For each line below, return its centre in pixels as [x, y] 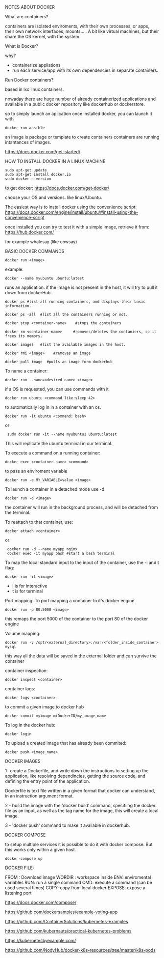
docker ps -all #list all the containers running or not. [67, 314]
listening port [18, 893]
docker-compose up [24, 859]
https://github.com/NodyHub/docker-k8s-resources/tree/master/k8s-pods [80, 950]
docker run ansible [25, 128]
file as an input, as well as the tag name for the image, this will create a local [82, 811]
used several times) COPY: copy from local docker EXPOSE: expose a [75, 888]
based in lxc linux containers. [35, 89]
